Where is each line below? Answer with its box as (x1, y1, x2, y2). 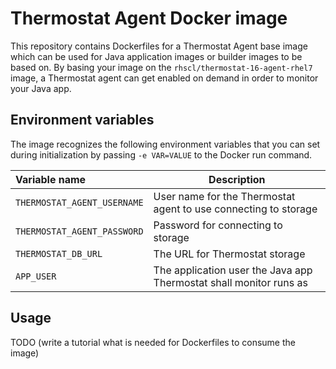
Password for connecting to (153, 218, 283, 232)
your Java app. (10, 82, 72, 94)
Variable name (15, 172, 87, 186)
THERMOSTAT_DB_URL (15, 248, 103, 259)
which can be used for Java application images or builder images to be (10, 50, 303, 62)
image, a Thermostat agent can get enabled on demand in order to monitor (10, 72, 319, 84)
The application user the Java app (153, 263, 313, 277)
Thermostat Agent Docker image (10, 7, 288, 30)
